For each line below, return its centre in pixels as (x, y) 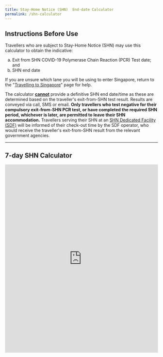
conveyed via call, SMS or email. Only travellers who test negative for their (81, 104)
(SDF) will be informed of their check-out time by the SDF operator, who (77, 125)
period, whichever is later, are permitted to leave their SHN (65, 115)
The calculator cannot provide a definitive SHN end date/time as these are (80, 94)
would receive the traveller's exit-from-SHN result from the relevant (73, 130)
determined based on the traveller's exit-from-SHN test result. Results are (79, 100)
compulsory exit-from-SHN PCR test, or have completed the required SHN (81, 110)
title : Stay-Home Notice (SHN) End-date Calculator (59, 9)
